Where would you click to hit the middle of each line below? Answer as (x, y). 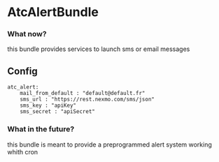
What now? (27, 34)
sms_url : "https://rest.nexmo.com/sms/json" (87, 100)
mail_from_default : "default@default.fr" (83, 94)
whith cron (23, 152)
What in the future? (41, 129)
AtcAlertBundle (53, 12)
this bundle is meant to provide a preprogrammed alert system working (109, 145)
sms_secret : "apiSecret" (58, 112)
